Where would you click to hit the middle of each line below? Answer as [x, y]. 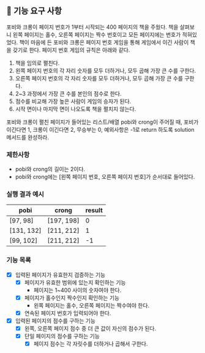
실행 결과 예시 [25, 194]
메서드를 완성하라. [28, 137]
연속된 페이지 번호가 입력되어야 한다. [68, 313]
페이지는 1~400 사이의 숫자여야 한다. [77, 290]
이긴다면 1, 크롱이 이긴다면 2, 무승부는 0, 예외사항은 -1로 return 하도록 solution [100, 129]
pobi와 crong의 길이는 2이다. [50, 169]
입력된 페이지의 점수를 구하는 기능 [55, 321]
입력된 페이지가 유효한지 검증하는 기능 [60, 275]
